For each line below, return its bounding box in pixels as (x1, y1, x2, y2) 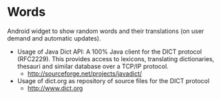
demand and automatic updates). (7, 34, 101, 42)
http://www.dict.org (27, 84, 83, 92)
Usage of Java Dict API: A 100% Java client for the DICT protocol (17, 47, 202, 56)
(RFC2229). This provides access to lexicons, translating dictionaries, (17, 54, 215, 63)
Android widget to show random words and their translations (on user (7, 27, 204, 35)
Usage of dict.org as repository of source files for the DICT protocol (17, 76, 210, 85)
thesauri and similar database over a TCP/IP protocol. (17, 62, 169, 70)
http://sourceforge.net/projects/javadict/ (27, 69, 143, 78)
